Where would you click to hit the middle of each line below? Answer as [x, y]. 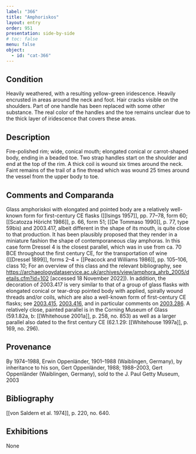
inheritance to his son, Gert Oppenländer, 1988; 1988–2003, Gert [84, 367]
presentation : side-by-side [41, 34]
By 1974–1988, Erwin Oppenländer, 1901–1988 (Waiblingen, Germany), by [94, 361]
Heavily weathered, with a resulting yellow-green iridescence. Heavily [91, 94]
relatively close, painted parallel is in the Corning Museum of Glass [87, 310]
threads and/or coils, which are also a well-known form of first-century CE [96, 297]
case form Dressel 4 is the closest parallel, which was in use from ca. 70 [94, 247]
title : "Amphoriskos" [33, 17]
